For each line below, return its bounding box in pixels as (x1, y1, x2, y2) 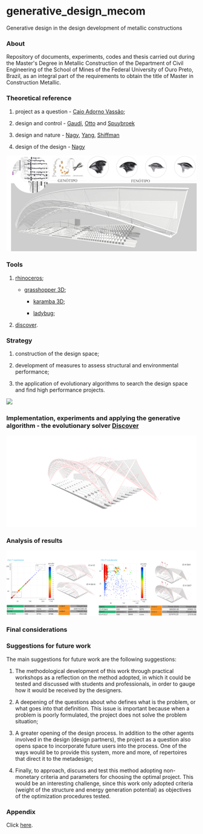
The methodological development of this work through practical (14, 667, 174, 674)
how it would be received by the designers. (14, 686, 123, 694)
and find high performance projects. (14, 386, 106, 394)
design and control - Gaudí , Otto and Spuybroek (14, 119, 135, 126)
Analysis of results (6, 537, 63, 545)
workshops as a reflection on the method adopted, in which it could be (14, 674, 192, 681)
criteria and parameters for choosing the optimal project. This (40, 773, 194, 780)
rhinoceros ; (14, 274, 44, 281)
